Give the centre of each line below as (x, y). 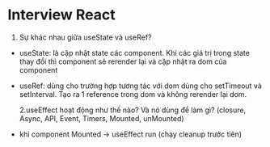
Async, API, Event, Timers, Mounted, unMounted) (101, 118)
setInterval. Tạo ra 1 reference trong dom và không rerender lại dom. (133, 94)
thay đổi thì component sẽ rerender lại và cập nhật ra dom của (123, 61)
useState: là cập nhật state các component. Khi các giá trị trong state (134, 52)
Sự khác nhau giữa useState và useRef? (85, 37)
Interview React (61, 15)
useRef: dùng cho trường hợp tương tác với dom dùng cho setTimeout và (140, 86)
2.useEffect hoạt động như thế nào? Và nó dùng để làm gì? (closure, (133, 110)
